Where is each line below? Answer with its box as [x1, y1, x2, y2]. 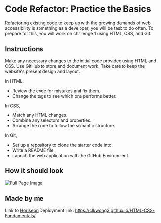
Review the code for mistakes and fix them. [12, 88, 100, 94]
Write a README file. [12, 147, 55, 153]
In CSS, [5, 103, 21, 109]
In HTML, [5, 78, 24, 84]
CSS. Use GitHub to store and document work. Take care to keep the [5, 63, 145, 69]
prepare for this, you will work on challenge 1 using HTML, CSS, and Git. [5, 30, 152, 36]
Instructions [5, 45, 43, 53]
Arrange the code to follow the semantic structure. [12, 122, 115, 128]
